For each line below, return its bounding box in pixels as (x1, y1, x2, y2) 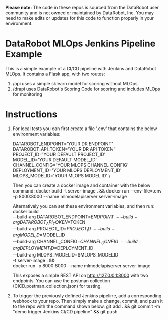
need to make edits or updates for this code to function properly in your (5, 15, 154, 21)
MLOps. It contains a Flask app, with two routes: (5, 71, 105, 77)
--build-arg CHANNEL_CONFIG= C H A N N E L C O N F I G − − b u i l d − (12, 239, 142, 246)
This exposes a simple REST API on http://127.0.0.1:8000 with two (12, 272, 148, 278)
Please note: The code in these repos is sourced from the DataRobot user (5, 5, 159, 10)
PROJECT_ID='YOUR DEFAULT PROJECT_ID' (12, 151, 106, 157)
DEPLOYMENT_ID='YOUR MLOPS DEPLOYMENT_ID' (12, 167, 122, 173)
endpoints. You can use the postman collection (12, 277, 110, 284)
